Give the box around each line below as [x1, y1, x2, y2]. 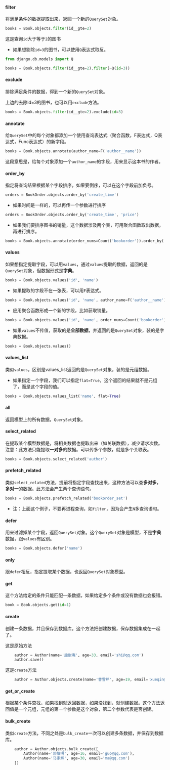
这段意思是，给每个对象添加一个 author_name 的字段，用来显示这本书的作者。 [5, 158, 163, 164]
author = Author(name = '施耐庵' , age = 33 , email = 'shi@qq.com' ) [14, 653, 144, 658]
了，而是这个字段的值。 [12, 383, 62, 390]
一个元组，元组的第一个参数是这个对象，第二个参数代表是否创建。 [18, 706, 156, 712]
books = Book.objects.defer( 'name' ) [5, 546, 82, 551]
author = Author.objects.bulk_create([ [14, 746, 99, 751]
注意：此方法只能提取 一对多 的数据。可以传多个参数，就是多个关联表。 [5, 447, 152, 452]
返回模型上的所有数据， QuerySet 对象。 [5, 416, 86, 422]
